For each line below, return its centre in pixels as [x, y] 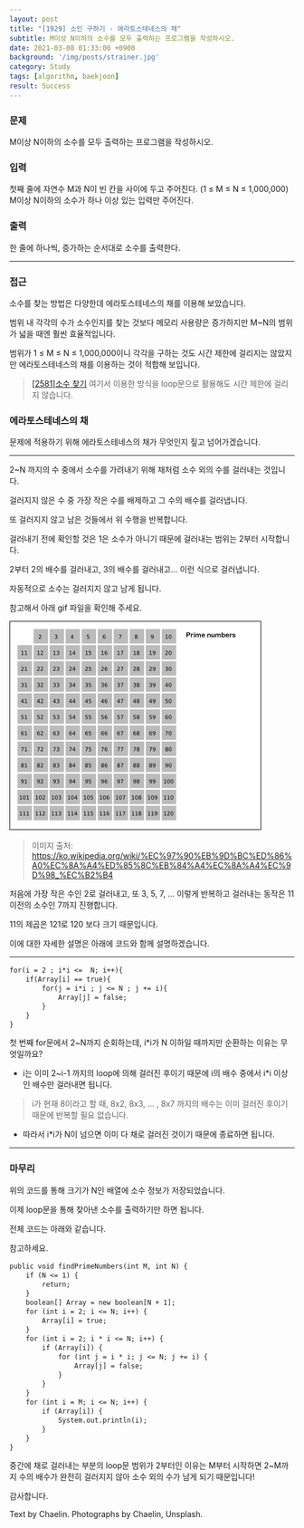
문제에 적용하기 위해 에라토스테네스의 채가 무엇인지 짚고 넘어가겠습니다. [135, 442]
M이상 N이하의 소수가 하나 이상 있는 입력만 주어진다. [102, 200]
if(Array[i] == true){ [68, 980]
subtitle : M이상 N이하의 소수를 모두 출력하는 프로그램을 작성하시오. [122, 38]
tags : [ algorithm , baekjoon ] [64, 77]
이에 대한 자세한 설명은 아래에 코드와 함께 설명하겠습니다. [109, 944]
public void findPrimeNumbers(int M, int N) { [99, 1266]
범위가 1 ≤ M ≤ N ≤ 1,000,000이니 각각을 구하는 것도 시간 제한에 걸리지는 [139, 352]
